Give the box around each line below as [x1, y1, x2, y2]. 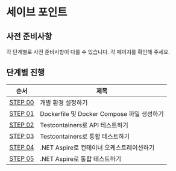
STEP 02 [9, 121, 34, 129]
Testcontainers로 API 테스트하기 [40, 121, 128, 129]
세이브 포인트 [6, 5, 68, 19]
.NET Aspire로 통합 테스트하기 [40, 154, 122, 163]
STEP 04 [9, 143, 34, 151]
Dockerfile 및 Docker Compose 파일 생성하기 [40, 109, 164, 118]
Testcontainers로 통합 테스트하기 [40, 132, 130, 140]
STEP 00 [9, 98, 34, 106]
